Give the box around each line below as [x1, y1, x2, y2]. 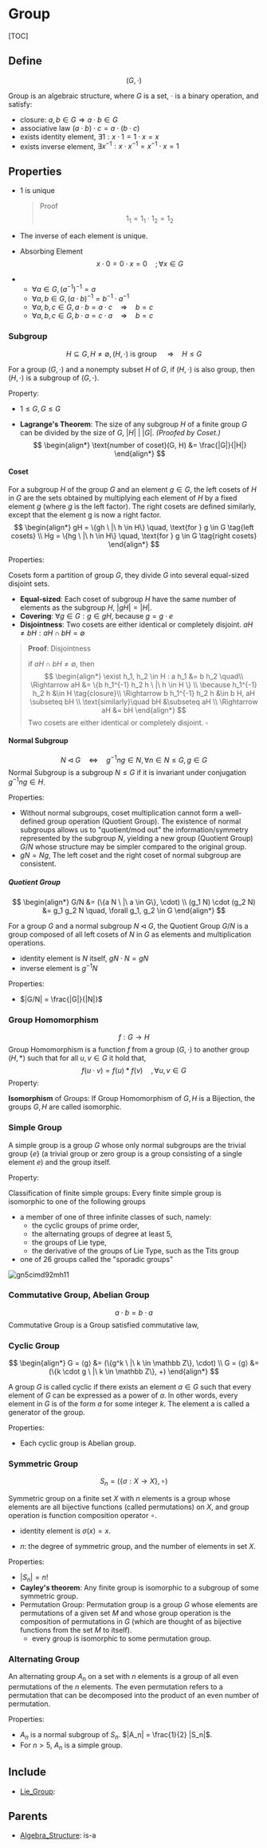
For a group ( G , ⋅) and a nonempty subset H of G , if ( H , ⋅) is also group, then [8, 364, 255, 374]
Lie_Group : [19, 1787, 56, 1796]
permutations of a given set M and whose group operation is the [19, 1608, 231, 1618]
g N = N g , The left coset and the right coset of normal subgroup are [19, 851, 241, 860]
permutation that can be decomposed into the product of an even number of [8, 1691, 259, 1701]
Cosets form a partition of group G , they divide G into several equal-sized [8, 570, 249, 580]
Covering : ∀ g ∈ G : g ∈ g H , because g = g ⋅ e [19, 611, 174, 620]
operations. [8, 938, 46, 948]
